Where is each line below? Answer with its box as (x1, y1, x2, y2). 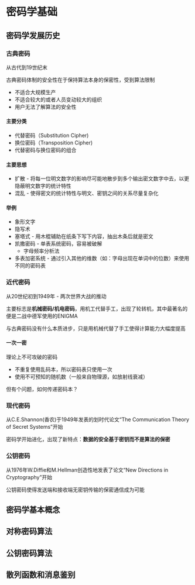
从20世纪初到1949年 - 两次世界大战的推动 (6, 292, 107, 300)
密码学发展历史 (6, 30, 60, 40)
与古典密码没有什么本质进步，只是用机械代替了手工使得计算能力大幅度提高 (6, 325, 186, 332)
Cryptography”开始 (6, 473, 53, 480)
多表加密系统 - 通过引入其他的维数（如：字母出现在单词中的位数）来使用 (14, 255, 190, 262)
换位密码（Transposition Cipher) (14, 139, 93, 146)
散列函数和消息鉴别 (6, 570, 76, 580)
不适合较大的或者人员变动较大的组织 (14, 96, 102, 103)
